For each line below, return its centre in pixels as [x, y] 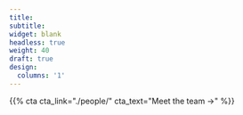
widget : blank [36, 34]
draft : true [31, 59]
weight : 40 [29, 51]
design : [24, 68]
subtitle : [28, 26]
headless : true [37, 42]
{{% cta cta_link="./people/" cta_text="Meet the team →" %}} [122, 101]
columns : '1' [41, 76]
